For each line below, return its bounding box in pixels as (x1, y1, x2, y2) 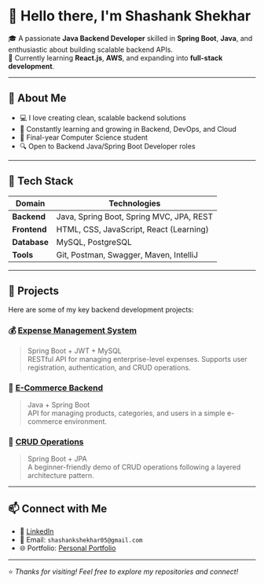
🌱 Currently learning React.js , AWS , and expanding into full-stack (8, 53, 223, 62)
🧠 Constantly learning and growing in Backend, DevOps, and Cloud (19, 124, 237, 133)
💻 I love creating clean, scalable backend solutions (19, 113, 186, 122)
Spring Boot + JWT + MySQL (27, 345, 122, 356)
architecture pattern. (27, 471, 94, 480)
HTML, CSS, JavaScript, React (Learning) (56, 224, 210, 235)
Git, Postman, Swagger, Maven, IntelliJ (56, 249, 199, 260)
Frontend (12, 224, 47, 235)
